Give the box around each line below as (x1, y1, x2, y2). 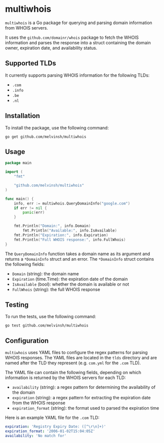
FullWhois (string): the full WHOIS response (12, 286, 100, 292)
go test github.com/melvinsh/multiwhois (5, 323, 89, 328)
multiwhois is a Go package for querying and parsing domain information (5, 20, 153, 26)
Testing (5, 300, 29, 309)
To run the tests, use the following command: (5, 314, 96, 320)
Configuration (5, 336, 49, 345)
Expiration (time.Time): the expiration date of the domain (12, 276, 128, 282)
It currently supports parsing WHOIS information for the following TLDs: (5, 72, 150, 78)
